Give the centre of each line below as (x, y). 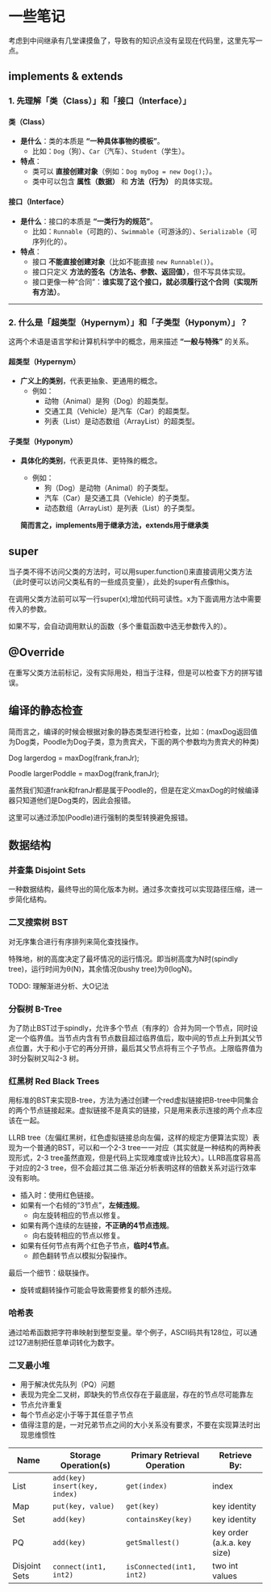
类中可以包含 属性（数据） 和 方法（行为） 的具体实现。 (125, 182)
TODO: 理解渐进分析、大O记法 (58, 985)
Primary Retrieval (165, 1455)
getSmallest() (153, 1542)
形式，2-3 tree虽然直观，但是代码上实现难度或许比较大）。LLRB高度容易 (134, 1158)
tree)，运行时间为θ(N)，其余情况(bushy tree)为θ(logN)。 (102, 968)
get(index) (147, 1486)
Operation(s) (85, 1465)
